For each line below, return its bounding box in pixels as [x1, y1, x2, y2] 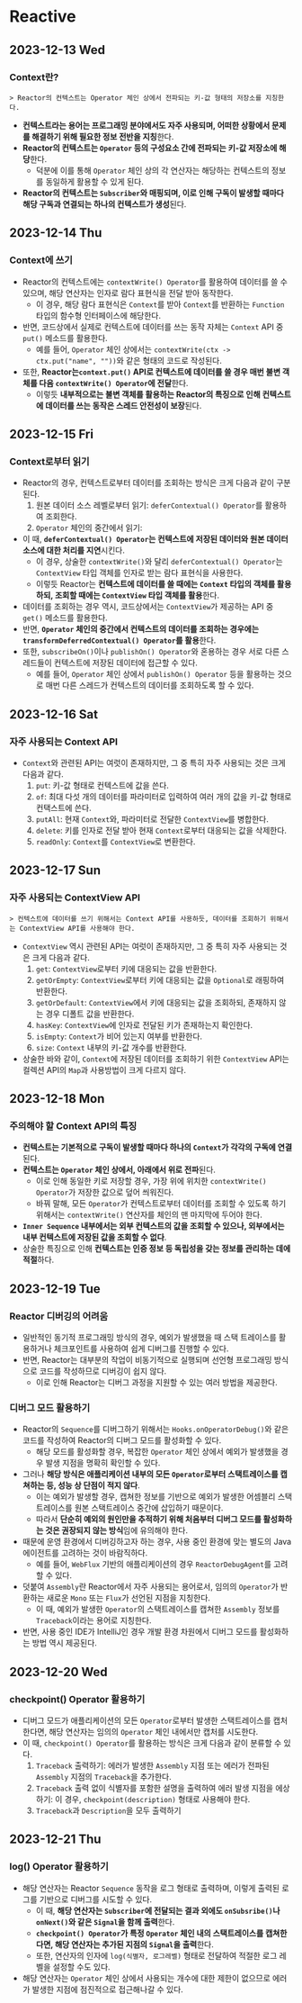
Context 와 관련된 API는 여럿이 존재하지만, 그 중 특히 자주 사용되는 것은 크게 [22, 757, 286, 768]
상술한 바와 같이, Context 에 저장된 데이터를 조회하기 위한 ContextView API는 [22, 1053, 289, 1064]
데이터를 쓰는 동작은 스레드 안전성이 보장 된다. [44, 400, 202, 411]
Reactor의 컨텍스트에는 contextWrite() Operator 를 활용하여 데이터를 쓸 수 [22, 276, 288, 287]
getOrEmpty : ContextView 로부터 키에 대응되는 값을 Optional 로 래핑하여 [35, 974, 285, 985]
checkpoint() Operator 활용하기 [9, 1692, 146, 1705]
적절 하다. [22, 1254, 55, 1266]
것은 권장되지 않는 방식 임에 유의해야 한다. [44, 1525, 189, 1536]
